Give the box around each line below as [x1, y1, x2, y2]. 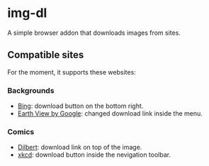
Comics [7, 126, 35, 136]
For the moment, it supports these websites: [7, 67, 136, 76]
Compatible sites [7, 49, 84, 61]
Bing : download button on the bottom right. [17, 101, 144, 111]
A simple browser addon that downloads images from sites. [7, 28, 181, 37]
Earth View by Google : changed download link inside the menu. [17, 109, 203, 118]
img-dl [7, 5, 47, 21]
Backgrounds [7, 85, 55, 95]
